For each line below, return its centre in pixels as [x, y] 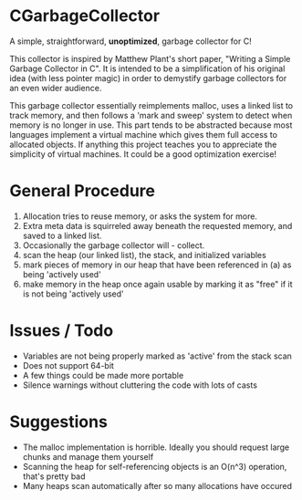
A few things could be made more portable [103, 375]
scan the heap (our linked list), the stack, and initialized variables [144, 255]
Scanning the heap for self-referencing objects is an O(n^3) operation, [155, 466]
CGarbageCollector [85, 16]
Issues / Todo [62, 331]
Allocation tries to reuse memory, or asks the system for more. [140, 216]
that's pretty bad [54, 476]
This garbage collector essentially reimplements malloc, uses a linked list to [151, 105]
